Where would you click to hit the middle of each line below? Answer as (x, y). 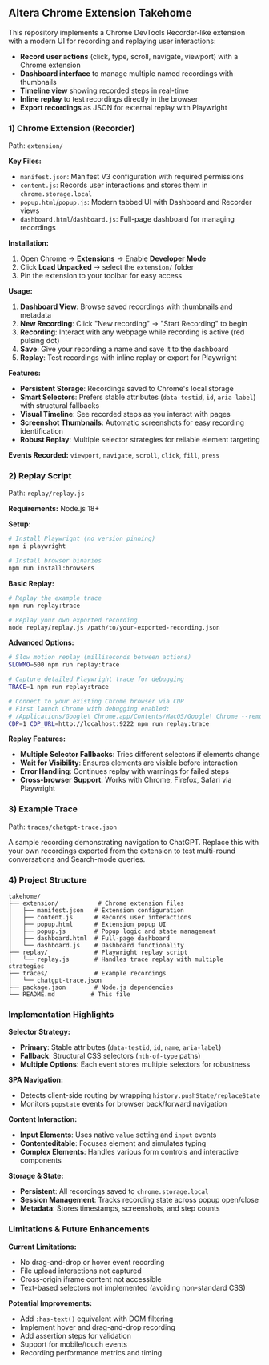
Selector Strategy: (39, 1032)
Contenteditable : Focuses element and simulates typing (113, 1143)
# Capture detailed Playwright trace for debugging (96, 679)
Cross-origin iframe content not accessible (90, 1279)
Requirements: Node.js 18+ (54, 509)
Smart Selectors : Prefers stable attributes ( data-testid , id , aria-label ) (138, 397)
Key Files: (25, 161)
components (40, 1160)
